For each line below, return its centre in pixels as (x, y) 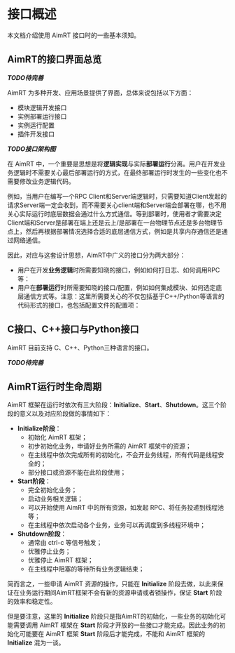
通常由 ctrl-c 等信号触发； (65, 543)
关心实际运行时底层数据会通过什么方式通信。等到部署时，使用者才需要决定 (114, 213)
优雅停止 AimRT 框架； (60, 560)
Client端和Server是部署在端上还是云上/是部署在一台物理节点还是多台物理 (112, 223)
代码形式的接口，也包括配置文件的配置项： (79, 305)
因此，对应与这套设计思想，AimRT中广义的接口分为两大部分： (97, 255)
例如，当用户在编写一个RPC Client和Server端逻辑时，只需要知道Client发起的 (117, 196)
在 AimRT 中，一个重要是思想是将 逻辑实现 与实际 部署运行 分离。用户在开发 (114, 164)
